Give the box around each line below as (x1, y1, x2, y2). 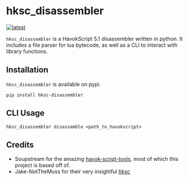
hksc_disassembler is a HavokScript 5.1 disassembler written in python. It (6, 35, 183, 42)
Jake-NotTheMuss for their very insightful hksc (14, 168, 130, 175)
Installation (6, 65, 49, 75)
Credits (6, 140, 34, 150)
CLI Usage (6, 108, 45, 118)
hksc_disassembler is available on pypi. (6, 80, 101, 88)
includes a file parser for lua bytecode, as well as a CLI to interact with (6, 41, 178, 49)
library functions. (6, 47, 48, 54)
